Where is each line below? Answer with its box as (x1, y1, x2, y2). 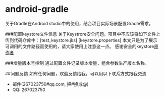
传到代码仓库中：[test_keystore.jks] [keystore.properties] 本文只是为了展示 (5, 37, 158, 43)
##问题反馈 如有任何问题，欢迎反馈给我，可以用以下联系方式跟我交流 (5, 70, 147, 76)
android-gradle (5, 3, 69, 15)
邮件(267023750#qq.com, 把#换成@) (12, 81, 89, 87)
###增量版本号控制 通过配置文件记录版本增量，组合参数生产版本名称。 (5, 60, 150, 66)
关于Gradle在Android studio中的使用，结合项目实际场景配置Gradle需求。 (5, 20, 154, 26)
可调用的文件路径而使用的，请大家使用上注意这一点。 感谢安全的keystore (5, 43, 155, 49)
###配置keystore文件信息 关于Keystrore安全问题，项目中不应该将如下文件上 (5, 31, 161, 37)
